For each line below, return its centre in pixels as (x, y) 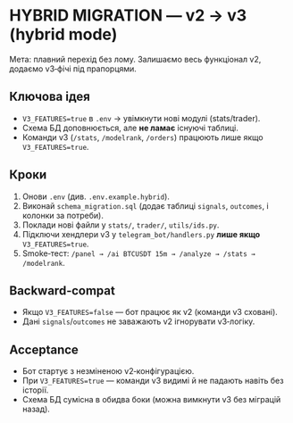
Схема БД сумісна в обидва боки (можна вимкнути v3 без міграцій (151, 400)
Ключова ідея (50, 97)
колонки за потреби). (63, 215)
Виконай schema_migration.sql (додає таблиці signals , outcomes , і (146, 205)
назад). (36, 409)
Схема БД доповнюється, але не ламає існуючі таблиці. (130, 128)
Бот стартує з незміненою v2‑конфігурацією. (108, 371)
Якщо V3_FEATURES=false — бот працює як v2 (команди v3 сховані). (150, 312)
